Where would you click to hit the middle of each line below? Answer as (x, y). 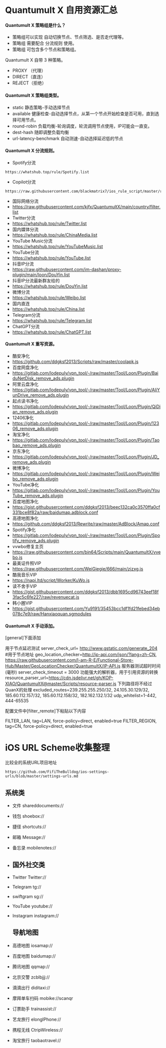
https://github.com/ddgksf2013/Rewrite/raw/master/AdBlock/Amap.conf (86, 524)
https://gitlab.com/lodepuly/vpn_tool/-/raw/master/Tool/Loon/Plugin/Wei (86, 474)
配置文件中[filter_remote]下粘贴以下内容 (46, 711)
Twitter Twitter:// (29, 877)
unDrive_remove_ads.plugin (41, 395)
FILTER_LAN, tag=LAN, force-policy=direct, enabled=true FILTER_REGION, (81, 721)
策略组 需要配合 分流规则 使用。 (44, 43)
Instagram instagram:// (36, 915)
